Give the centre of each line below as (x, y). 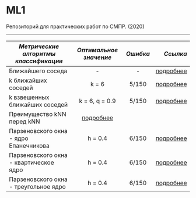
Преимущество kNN (38, 114)
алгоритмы (39, 53)
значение (98, 57)
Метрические (39, 46)
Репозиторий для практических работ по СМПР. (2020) (75, 26)
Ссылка (175, 53)
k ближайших (28, 80)
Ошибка (138, 53)
